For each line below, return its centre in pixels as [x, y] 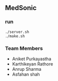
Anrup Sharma [27, 69]
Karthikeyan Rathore [33, 64]
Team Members [24, 48]
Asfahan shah [26, 74]
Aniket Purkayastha [31, 59]
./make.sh [15, 36]
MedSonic [21, 8]
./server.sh [17, 32]
